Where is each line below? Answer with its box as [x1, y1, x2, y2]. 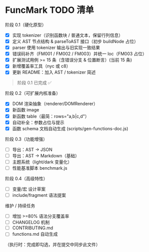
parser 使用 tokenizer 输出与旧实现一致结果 [12, 45, 100, 51]
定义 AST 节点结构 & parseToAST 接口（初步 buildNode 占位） [12, 38, 139, 44]
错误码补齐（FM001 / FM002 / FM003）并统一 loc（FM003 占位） [12, 51, 147, 57]
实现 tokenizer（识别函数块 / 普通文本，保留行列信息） [12, 32, 123, 38]
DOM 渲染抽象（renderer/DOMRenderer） [12, 101, 98, 107]
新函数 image [12, 107, 39, 113]
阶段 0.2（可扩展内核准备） [5, 90, 61, 96]
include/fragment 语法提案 [12, 192, 67, 198]
